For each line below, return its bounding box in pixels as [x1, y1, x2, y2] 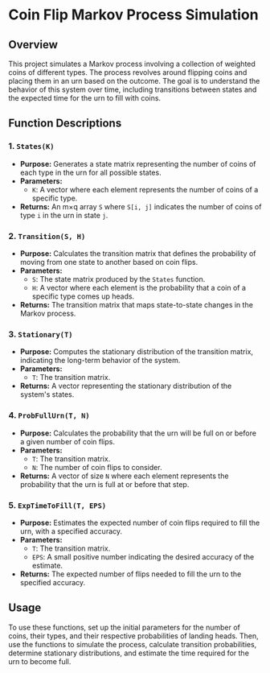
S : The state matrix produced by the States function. [31, 274, 206, 283]
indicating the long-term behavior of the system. [19, 356, 181, 365]
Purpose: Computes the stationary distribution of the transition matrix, [19, 347, 254, 357]
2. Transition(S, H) [8, 230, 86, 242]
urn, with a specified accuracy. [19, 526, 123, 536]
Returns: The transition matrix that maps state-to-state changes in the [19, 299, 253, 309]
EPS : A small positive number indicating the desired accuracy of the [31, 551, 255, 561]
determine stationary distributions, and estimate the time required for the [8, 648, 249, 658]
